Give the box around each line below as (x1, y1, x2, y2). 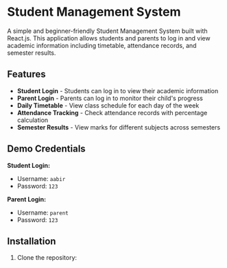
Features (7, 69, 46, 80)
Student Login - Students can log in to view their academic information (16, 86, 219, 95)
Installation (7, 235, 56, 247)
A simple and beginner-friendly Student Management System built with (7, 27, 208, 35)
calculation (16, 116, 49, 124)
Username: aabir (16, 174, 66, 182)
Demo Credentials (7, 143, 86, 155)
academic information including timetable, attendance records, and (7, 41, 197, 49)
